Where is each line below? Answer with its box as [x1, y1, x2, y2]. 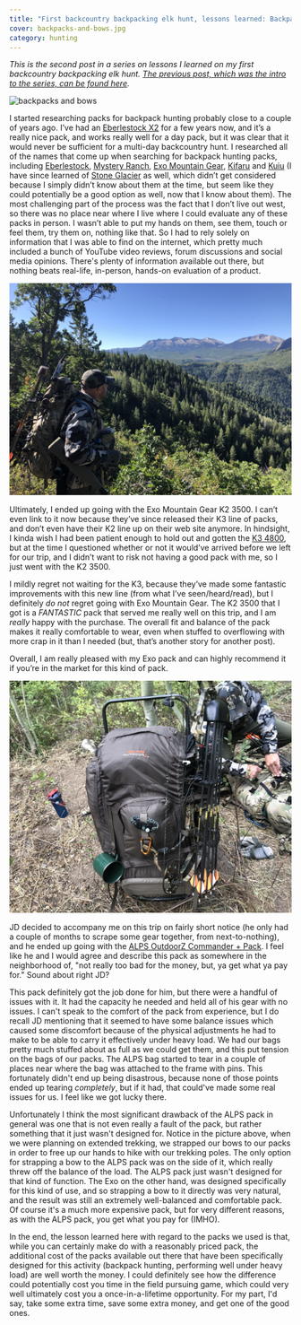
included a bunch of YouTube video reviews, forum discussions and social [9, 247, 283, 257]
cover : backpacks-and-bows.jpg [9, 23, 126, 33]
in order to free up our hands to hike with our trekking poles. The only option [9, 1147, 291, 1158]
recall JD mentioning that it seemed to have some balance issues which [9, 1016, 274, 1026]
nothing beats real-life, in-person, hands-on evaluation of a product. [9, 266, 262, 276]
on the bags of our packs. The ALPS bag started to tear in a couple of [9, 1054, 266, 1065]
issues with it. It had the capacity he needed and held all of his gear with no [9, 997, 288, 1007]
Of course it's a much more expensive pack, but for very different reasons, [9, 1205, 285, 1216]
